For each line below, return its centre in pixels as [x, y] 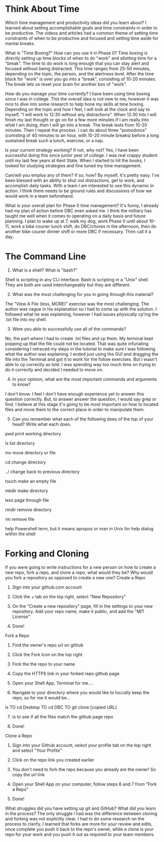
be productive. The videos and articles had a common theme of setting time [82, 33]
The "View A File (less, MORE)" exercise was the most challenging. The [77, 304]
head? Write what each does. [42, 424]
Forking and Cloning [47, 554]
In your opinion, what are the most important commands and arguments [84, 379]
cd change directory [25, 462]
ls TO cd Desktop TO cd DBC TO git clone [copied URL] [61, 707]
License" [21, 617]
